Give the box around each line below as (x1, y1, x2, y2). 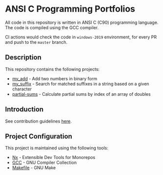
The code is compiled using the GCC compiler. (5, 24, 99, 30)
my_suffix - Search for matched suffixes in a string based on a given (12, 81, 149, 87)
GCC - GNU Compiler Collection (12, 159, 77, 166)
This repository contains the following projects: (5, 66, 100, 72)
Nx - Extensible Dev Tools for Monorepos (12, 155, 96, 160)
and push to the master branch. (5, 39, 68, 45)
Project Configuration (5, 132, 72, 140)
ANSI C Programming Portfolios (5, 3, 135, 15)
